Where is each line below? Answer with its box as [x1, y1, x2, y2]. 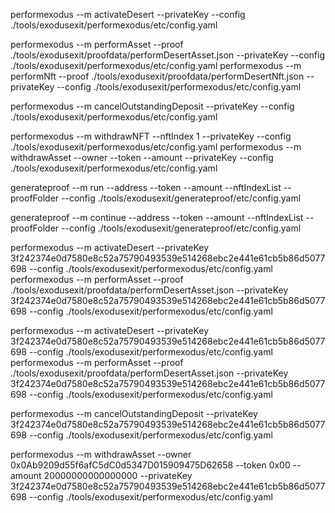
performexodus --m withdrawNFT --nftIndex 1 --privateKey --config [10, 130, 292, 142]
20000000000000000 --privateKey [43, 470, 193, 481]
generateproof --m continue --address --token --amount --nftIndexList [10, 212, 304, 223]
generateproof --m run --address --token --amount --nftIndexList [10, 182, 282, 193]
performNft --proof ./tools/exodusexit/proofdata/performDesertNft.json [10, 70, 305, 82]
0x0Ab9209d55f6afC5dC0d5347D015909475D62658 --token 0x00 [10, 459, 291, 471]
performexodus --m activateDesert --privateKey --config [10, 9, 246, 20]
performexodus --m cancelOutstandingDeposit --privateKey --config [10, 100, 295, 112]
